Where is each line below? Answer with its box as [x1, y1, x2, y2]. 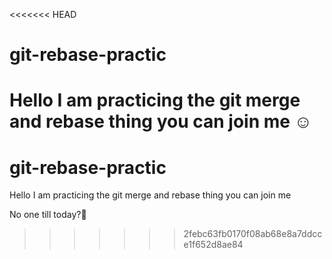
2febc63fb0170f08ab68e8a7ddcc [183, 228, 323, 240]
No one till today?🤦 [9, 209, 87, 221]
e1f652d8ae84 [183, 239, 244, 251]
